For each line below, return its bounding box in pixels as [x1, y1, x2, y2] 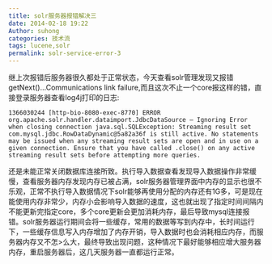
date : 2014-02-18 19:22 [8, 19, 89, 27]
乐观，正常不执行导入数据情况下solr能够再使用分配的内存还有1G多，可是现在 [8, 186, 263, 196]
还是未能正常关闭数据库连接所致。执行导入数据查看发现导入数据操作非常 [8, 166, 249, 176]
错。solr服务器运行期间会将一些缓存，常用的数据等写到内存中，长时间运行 [8, 217, 255, 226]
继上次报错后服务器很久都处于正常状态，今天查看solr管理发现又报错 [8, 73, 234, 82]
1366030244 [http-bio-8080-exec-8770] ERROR [8, 109, 161, 117]
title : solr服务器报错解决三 [8, 11, 97, 20]
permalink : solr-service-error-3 [8, 49, 121, 57]
